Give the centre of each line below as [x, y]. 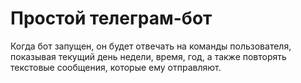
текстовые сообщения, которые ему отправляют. [116, 67]
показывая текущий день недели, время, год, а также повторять [148, 56]
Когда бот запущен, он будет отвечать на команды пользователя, [151, 46]
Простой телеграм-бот [111, 18]
